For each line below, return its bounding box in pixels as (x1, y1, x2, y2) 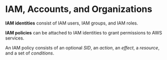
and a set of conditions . (5, 50, 54, 56)
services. (5, 35, 24, 41)
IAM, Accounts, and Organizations (5, 3, 152, 15)
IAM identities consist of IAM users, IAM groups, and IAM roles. (5, 20, 139, 26)
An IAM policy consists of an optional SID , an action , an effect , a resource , (5, 44, 160, 50)
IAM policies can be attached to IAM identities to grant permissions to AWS (5, 29, 162, 35)
